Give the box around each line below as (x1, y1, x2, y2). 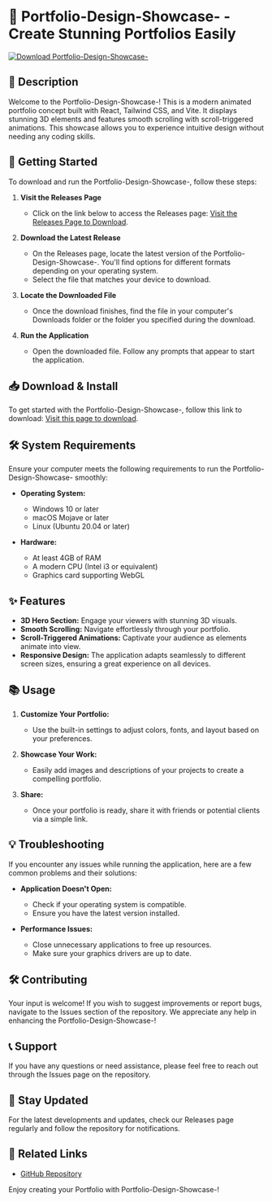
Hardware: (19, 537, 57, 547)
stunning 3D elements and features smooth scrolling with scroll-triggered (8, 114, 254, 124)
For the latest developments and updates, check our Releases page (8, 1115, 234, 1125)
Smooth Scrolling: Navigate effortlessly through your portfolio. (19, 625, 231, 634)
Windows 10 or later (32, 504, 99, 514)
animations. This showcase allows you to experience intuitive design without (8, 122, 265, 133)
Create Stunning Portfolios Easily (8, 24, 237, 43)
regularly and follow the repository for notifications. (8, 1124, 180, 1134)
